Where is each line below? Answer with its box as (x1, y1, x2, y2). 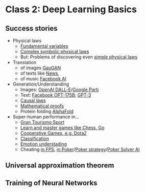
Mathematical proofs (20, 103, 64, 109)
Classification (20, 136, 50, 141)
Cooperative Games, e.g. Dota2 (20, 130, 87, 136)
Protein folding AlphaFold (20, 109, 74, 114)
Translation (12, 59, 37, 65)
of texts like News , (20, 70, 60, 76)
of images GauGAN (20, 65, 61, 71)
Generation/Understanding (12, 81, 69, 87)
